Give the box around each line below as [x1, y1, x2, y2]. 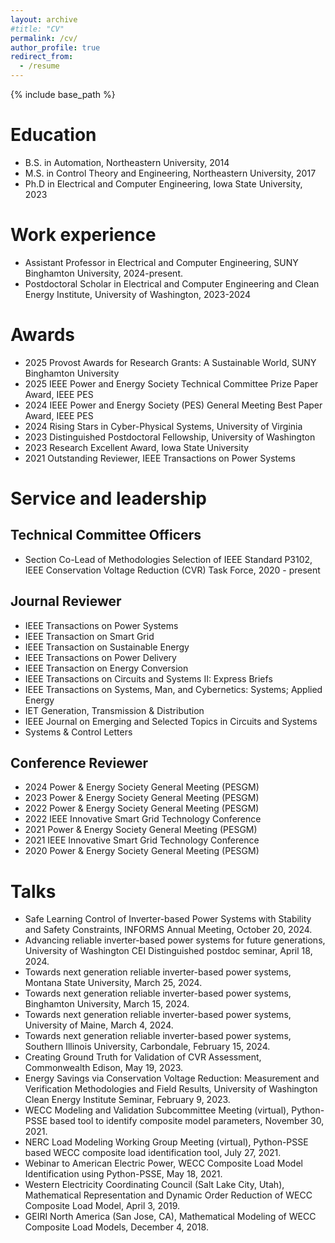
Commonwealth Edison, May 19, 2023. [24, 1062, 184, 1074]
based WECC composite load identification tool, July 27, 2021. [24, 1147, 282, 1159]
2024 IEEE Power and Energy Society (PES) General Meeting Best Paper [24, 399, 323, 411]
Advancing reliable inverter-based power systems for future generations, [24, 934, 326, 946]
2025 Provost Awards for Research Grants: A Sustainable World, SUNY [24, 356, 317, 368]
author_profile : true [10, 42, 101, 53]
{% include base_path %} [10, 89, 116, 100]
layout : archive [10, 14, 78, 25]
